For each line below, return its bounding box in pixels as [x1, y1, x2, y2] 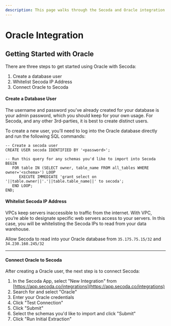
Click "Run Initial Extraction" [12, 316, 72, 322]
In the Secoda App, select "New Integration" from [12, 278, 117, 284]
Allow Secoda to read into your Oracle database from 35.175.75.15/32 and [5, 236, 161, 242]
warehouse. [5, 226, 31, 232]
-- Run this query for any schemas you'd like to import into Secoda [5, 156, 156, 161]
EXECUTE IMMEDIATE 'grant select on [18, 174, 97, 179]
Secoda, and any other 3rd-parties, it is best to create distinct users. [5, 118, 149, 124]
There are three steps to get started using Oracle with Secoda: [5, 63, 136, 69]
